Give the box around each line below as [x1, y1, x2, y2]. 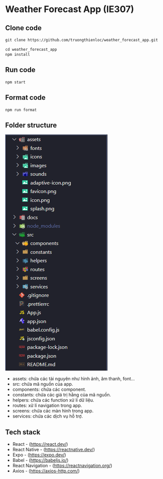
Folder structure [5, 121, 57, 129]
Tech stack [5, 428, 41, 436]
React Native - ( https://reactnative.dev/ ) [12, 447, 95, 453]
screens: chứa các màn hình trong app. [12, 408, 94, 414]
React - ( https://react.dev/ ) [12, 441, 68, 447]
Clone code [5, 24, 42, 32]
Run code [5, 65, 36, 74]
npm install [5, 52, 30, 57]
